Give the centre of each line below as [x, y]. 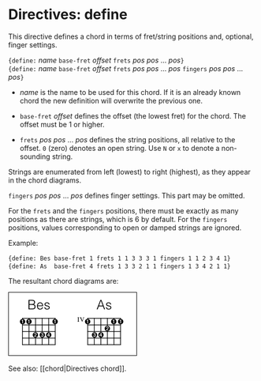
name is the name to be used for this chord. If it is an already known [130, 92]
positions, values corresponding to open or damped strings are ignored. [125, 228]
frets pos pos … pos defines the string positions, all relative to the [127, 139]
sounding [35, 157]
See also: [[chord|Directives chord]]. [67, 368]
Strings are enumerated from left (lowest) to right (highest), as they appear [129, 172]
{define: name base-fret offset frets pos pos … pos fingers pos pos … [126, 68]
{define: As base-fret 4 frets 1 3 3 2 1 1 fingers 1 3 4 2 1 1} [119, 266]
